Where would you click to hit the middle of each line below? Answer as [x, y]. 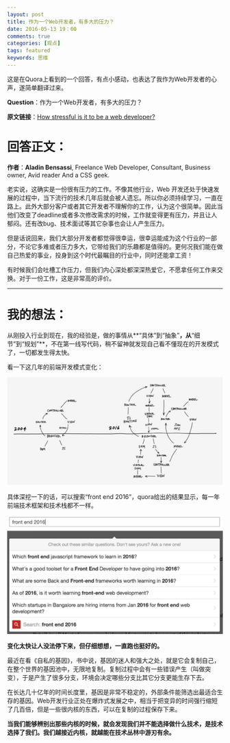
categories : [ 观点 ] [34, 44]
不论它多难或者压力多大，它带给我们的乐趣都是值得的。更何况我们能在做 [121, 246]
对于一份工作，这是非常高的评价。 [67, 278]
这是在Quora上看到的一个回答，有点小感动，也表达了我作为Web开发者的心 [112, 79]
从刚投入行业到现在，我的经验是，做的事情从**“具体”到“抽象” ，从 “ [101, 335]
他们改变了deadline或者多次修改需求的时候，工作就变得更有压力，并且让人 [112, 215]
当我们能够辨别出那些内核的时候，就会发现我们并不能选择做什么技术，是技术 [115, 724]
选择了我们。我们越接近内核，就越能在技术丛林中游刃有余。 [91, 732]
